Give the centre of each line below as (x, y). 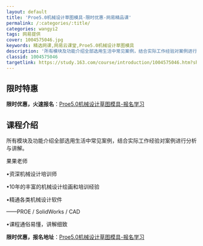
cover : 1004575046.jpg (35, 40)
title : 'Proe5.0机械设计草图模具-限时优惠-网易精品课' (69, 18)
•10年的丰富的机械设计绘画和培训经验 (53, 187)
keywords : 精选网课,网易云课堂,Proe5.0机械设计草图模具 (70, 46)
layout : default (27, 12)
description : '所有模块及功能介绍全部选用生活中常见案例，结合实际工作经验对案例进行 (102, 51)
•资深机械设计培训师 (32, 174)
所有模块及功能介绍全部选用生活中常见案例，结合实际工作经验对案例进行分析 (101, 141)
